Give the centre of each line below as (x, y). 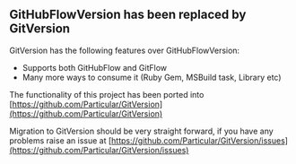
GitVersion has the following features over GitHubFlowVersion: (125, 50)
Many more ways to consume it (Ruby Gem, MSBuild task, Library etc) (152, 77)
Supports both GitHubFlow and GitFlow (95, 67)
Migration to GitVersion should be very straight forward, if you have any (141, 131)
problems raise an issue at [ (61, 140)
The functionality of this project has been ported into (107, 94)
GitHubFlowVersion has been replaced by (128, 15)
